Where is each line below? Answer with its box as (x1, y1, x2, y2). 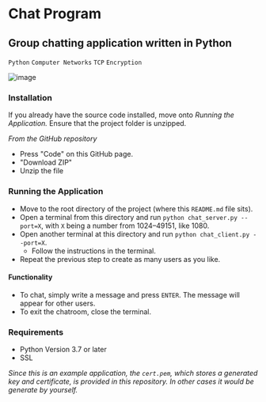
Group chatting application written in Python (8, 36, 232, 50)
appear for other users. (19, 298, 96, 308)
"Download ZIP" (19, 157, 73, 167)
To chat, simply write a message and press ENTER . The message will (19, 290, 240, 299)
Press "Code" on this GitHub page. (19, 150, 133, 159)
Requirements (8, 326, 64, 337)
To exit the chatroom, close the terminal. (19, 306, 152, 317)
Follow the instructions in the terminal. (31, 246, 156, 256)
